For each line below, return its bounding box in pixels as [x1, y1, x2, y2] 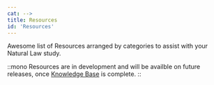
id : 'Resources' [7, 23, 54, 30]
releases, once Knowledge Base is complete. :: [7, 70, 142, 78]
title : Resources [7, 17, 58, 23]
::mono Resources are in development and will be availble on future [7, 63, 201, 71]
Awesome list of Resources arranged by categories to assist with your [7, 42, 208, 50]
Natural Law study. [7, 49, 61, 57]
